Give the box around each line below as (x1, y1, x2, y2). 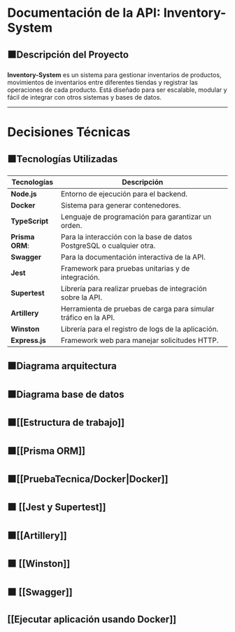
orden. (60, 221, 83, 230)
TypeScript (10, 216, 49, 226)
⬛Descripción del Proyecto (7, 48, 129, 60)
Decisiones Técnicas (7, 124, 131, 140)
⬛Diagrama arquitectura (7, 360, 117, 372)
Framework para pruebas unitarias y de (60, 264, 190, 273)
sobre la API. (60, 293, 103, 302)
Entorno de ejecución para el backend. (60, 189, 187, 199)
